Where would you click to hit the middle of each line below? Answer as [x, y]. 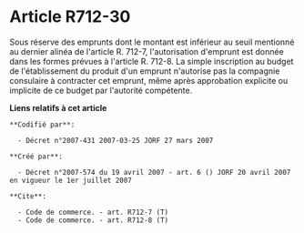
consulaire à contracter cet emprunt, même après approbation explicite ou [149, 80]
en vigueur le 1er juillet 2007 [71, 180]
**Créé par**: [36, 157]
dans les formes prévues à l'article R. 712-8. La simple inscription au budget [152, 61]
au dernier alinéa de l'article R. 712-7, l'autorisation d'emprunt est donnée [147, 51]
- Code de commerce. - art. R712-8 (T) [93, 220]
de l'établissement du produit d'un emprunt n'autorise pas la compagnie [145, 71]
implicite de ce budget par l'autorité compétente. [101, 90]
